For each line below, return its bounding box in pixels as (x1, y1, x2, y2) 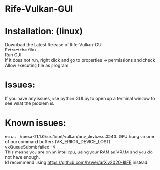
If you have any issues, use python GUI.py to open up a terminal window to (5, 96, 155, 102)
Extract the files (5, 47, 37, 53)
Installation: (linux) (5, 26, 83, 37)
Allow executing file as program (5, 62, 69, 68)
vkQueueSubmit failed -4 (5, 144, 55, 150)
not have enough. (5, 154, 40, 160)
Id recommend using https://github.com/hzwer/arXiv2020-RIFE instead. (5, 159, 149, 165)
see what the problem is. (5, 101, 54, 106)
